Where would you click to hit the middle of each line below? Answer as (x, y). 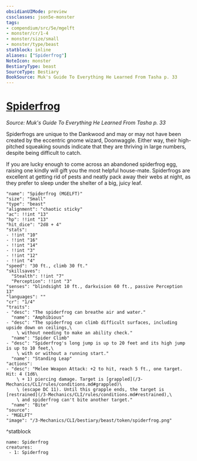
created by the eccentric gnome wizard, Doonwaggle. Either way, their (92, 140)
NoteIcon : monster (29, 61)
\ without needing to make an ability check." (75, 333)
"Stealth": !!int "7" (38, 276)
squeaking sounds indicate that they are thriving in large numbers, (106, 147)
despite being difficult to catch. (44, 153)
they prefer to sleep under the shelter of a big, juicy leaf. (74, 183)
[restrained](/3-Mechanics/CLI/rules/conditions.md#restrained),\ (89, 395)
